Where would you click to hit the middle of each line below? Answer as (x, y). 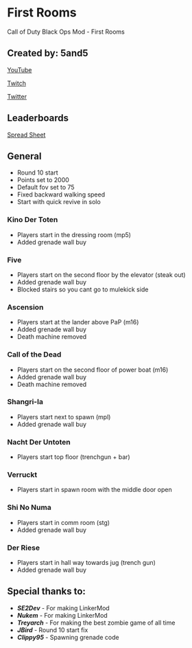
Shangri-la (25, 402)
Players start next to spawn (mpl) (64, 416)
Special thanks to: (46, 591)
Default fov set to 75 (46, 188)
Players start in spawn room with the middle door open (95, 490)
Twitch (16, 83)
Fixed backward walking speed (61, 194)
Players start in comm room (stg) (63, 522)
